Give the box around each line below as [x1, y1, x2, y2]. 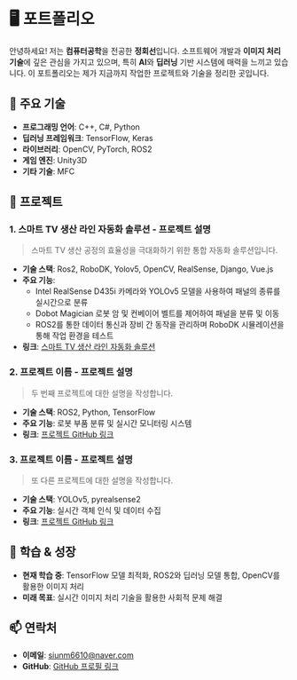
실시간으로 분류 [35, 297, 89, 308]
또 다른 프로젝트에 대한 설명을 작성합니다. [30, 475, 174, 486]
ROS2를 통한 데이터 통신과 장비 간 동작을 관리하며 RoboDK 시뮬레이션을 [35, 320, 285, 330]
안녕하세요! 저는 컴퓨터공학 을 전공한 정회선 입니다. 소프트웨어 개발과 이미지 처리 [9, 45, 281, 56]
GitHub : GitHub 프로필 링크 [21, 660, 120, 671]
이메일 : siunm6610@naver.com [21, 650, 135, 660]
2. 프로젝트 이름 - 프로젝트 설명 [9, 366, 133, 378]
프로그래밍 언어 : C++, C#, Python [21, 122, 140, 132]
